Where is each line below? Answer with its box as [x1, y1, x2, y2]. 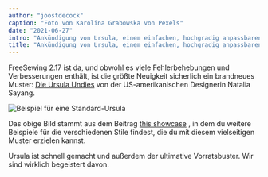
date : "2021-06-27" [8, 26, 73, 34]
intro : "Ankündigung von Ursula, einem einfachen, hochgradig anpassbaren [8, 33, 262, 42]
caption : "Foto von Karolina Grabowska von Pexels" [8, 19, 183, 27]
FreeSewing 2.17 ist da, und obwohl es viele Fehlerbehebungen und [8, 63, 230, 72]
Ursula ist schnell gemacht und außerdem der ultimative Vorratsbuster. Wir [8, 152, 254, 161]
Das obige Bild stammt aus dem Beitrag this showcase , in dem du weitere [8, 119, 252, 129]
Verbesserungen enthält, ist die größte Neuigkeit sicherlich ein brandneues [8, 71, 255, 81]
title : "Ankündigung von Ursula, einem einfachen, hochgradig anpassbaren [8, 41, 262, 49]
